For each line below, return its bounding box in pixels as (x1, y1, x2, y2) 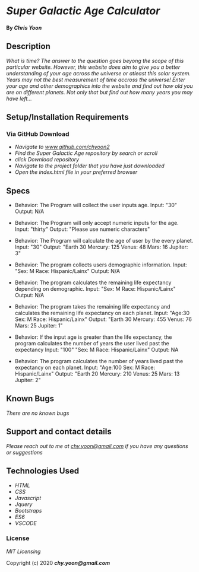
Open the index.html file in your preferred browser (14, 169, 138, 176)
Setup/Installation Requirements (6, 112, 129, 122)
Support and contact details (6, 427, 112, 437)
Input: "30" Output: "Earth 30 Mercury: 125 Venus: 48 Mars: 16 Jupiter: (14, 243, 188, 250)
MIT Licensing (6, 548, 41, 555)
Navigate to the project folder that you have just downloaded (14, 162, 165, 170)
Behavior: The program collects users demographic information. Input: (14, 261, 187, 268)
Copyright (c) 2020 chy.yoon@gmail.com (6, 559, 110, 566)
